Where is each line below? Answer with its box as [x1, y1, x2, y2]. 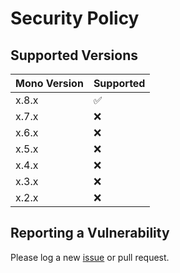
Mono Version [15, 77, 84, 90]
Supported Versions [10, 47, 138, 64]
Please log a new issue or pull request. [10, 251, 170, 263]
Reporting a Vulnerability [10, 225, 170, 242]
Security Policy [10, 7, 140, 30]
